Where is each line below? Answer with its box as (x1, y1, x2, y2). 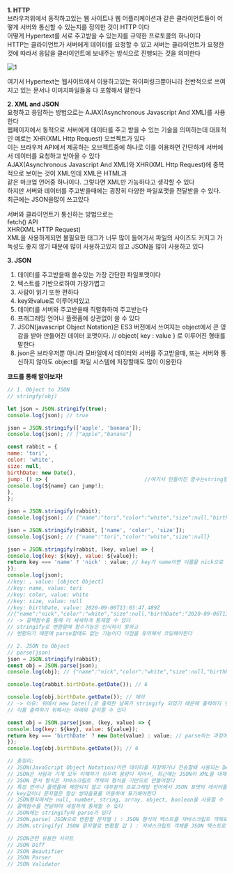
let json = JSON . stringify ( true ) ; (7, 405, 108, 412)
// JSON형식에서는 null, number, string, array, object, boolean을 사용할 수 (7, 797, 224, 804)
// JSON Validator (7, 861, 61, 868)
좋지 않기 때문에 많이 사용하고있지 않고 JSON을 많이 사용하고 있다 (25, 242, 204, 250)
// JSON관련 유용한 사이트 (7, 835, 74, 842)
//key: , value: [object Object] (7, 578, 104, 585)
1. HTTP (7, 6, 30, 14)
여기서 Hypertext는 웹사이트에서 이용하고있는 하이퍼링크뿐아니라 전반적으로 (7, 77, 213, 86)
